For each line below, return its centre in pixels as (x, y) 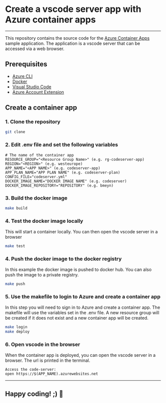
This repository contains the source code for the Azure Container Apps (77, 38)
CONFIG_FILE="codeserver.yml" (36, 177)
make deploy (17, 332)
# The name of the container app (40, 155)
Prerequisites (26, 64)
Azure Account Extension (38, 92)
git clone (15, 132)
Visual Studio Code (32, 87)
